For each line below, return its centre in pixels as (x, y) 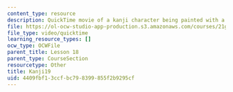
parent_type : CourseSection (48, 59)
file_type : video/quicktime (48, 33)
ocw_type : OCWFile (34, 46)
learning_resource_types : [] (49, 39)
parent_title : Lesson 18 (43, 53)
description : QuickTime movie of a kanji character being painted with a (116, 20)
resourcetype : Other (37, 65)
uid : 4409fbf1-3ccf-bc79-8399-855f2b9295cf (71, 78)
